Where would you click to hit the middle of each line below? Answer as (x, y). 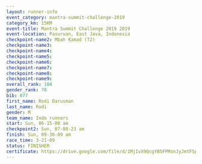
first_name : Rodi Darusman (40, 101)
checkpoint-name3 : (29, 46)
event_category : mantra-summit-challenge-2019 (66, 17)
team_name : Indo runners (37, 118)
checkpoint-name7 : (29, 68)
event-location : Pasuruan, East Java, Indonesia (68, 34)
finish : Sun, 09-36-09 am (38, 135)
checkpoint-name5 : (29, 56)
